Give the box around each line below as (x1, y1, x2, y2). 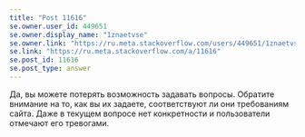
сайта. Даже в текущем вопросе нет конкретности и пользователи (9, 108, 271, 119)
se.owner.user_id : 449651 (9, 22, 107, 31)
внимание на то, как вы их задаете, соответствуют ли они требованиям (9, 98, 289, 109)
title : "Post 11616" (9, 13, 88, 23)
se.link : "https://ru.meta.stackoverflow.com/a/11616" (9, 47, 221, 56)
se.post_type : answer (9, 64, 92, 73)
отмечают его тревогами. (9, 117, 110, 128)
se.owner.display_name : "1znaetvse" (9, 30, 148, 39)
